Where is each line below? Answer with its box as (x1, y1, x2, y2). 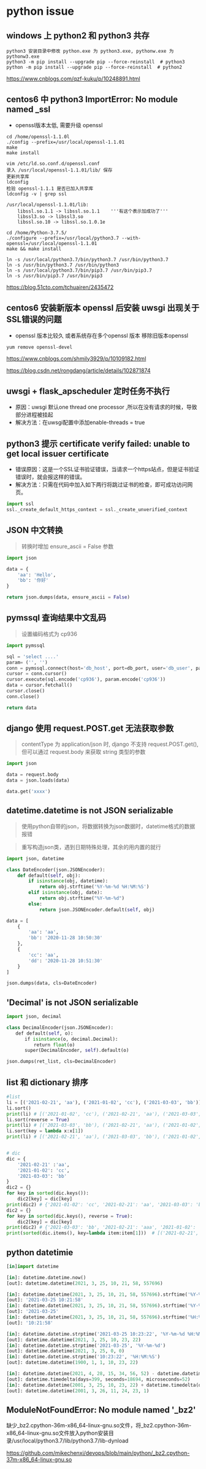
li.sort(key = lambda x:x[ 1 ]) (6, 1128, 84, 1134)
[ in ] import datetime (6, 1263, 59, 1269)
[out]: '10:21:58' (6, 1320, 53, 1326)
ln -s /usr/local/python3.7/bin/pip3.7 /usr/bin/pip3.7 (6, 267, 152, 273)
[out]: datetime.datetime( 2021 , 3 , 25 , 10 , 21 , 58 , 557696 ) (6, 1280, 164, 1287)
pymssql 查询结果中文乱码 (6, 613, 107, 623)
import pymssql (6, 642, 45, 649)
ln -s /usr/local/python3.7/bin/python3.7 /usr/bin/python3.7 (6, 256, 169, 262)
